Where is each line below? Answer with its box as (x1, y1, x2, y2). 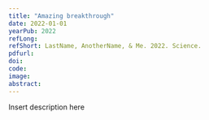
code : (8, 65, 27, 73)
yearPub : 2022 (8, 27, 57, 35)
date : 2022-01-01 (8, 19, 67, 28)
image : (8, 72, 31, 80)
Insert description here (8, 102, 85, 112)
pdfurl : (8, 49, 35, 58)
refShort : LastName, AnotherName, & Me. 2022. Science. (8, 42, 202, 50)
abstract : (8, 79, 42, 88)
